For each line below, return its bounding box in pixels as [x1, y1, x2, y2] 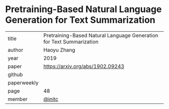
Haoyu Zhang [43, 46, 75, 53]
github [8, 71, 23, 78]
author [8, 46, 24, 53]
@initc [43, 95, 59, 102]
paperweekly [8, 79, 39, 86]
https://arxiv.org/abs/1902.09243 [43, 63, 125, 70]
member [8, 95, 28, 102]
